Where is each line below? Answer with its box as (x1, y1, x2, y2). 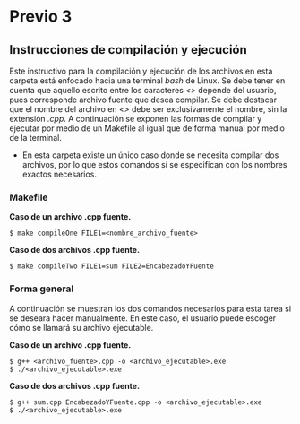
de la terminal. (9, 133, 63, 143)
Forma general (9, 282, 74, 295)
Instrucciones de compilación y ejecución (9, 42, 248, 57)
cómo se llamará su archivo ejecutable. (9, 322, 154, 333)
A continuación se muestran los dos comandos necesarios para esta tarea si (9, 303, 292, 314)
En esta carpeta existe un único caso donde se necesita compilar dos (21, 150, 279, 160)
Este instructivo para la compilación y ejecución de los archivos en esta (9, 65, 273, 76)
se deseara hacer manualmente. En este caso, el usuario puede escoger (9, 312, 277, 324)
